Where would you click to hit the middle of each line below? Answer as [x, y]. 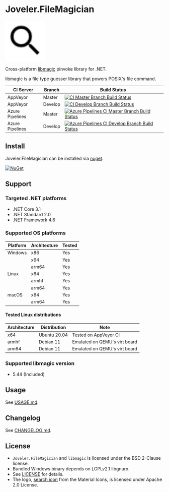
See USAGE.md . [22, 402]
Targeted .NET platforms [36, 199]
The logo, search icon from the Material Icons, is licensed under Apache [87, 479]
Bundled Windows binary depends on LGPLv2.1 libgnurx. [71, 469]
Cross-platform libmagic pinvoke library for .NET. [56, 69]
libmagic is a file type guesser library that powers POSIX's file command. [81, 79]
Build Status [113, 90]
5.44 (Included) [29, 374]
